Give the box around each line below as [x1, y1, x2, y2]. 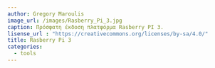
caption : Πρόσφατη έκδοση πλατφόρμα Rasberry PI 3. [7, 23, 164, 30]
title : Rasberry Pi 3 [7, 37, 72, 44]
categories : [7, 43, 43, 50]
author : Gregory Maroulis [7, 10, 84, 18]
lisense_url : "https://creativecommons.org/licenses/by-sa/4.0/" [7, 30, 209, 38]
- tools [14, 50, 37, 57]
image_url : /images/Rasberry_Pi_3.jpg [7, 17, 122, 24]
